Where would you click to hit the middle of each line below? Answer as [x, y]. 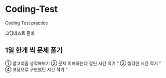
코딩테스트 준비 [20, 33]
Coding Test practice [27, 23]
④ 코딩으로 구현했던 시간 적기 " [37, 69]
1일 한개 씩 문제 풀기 [34, 50]
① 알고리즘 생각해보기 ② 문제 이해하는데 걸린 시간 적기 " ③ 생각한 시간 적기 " [83, 63]
